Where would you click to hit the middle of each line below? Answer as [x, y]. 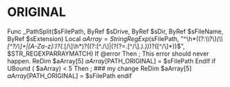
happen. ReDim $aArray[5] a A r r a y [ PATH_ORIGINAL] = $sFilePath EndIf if [112, 61]
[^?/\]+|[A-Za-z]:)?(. [36, 46]
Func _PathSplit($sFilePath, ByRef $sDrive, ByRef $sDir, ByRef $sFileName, [115, 31]
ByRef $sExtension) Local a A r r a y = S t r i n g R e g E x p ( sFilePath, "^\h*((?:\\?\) [112, 38]
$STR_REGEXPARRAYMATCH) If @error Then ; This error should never [108, 54]
